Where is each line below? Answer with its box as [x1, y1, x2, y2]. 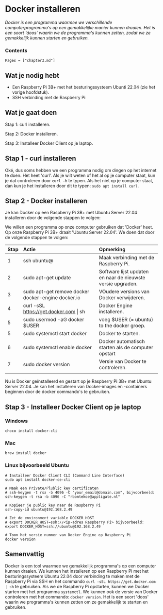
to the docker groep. [98, 322, 146, 329]
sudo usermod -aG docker [23, 316, 84, 323]
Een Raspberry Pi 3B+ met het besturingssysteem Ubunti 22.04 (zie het [12, 84, 156, 90]
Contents [5, 47, 28, 54]
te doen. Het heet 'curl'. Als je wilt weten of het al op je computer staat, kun [5, 172, 156, 178]
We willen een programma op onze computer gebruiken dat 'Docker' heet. [5, 224, 154, 230]
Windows [5, 417, 28, 424]
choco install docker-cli [5, 428, 57, 433]
